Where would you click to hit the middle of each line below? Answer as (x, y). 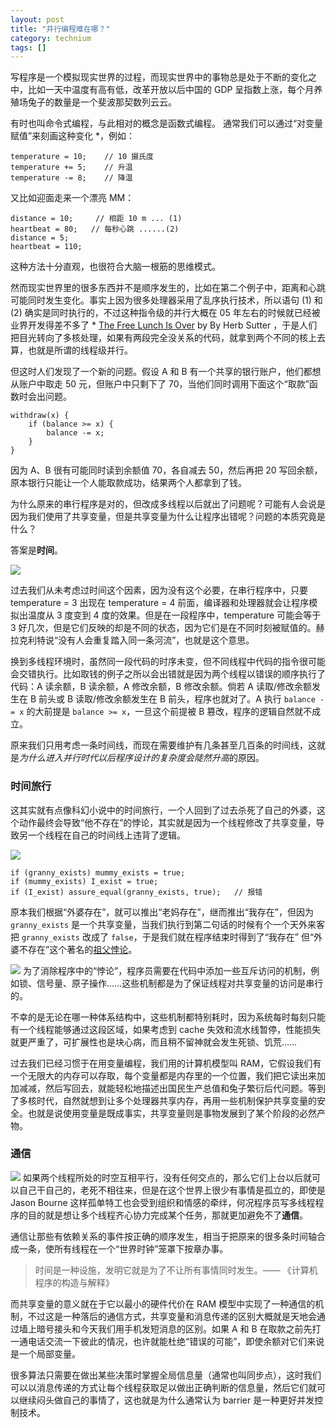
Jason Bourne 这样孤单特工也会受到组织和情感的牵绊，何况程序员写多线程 (163, 1202)
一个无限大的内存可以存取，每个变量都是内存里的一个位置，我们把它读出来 (163, 1075)
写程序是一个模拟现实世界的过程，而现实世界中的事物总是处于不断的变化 (159, 77)
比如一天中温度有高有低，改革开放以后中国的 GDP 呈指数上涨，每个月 (171, 90)
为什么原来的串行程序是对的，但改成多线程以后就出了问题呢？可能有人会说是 (168, 504)
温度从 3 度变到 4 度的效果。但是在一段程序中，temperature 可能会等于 (174, 615)
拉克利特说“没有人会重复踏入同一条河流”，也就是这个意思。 (132, 640)
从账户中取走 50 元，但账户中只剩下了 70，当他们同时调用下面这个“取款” (160, 384)
